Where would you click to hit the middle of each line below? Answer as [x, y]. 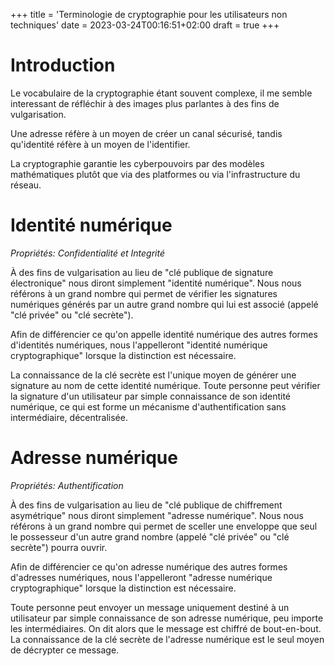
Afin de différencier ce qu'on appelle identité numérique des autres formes [164, 334]
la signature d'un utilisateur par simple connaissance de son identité [151, 396]
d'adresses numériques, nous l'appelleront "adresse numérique [141, 577]
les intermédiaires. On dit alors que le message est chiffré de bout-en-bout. [166, 628]
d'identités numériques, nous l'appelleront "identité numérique [139, 345]
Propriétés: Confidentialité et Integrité [88, 253]
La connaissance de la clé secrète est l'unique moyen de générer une [153, 375]
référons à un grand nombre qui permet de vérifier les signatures [144, 293]
